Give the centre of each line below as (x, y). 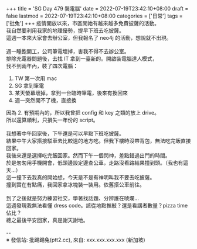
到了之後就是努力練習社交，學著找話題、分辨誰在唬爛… (73, 198)
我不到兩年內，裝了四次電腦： (42, 66)
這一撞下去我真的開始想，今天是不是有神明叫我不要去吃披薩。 (81, 177)
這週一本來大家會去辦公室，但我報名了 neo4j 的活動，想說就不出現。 (89, 38)
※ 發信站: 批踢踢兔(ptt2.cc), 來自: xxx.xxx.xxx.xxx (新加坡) (76, 240)
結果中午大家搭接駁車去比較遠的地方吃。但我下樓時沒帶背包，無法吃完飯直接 (98, 141)
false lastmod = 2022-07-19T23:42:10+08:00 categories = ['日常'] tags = (94, 16)
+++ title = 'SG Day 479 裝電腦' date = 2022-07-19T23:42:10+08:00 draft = (97, 8)
